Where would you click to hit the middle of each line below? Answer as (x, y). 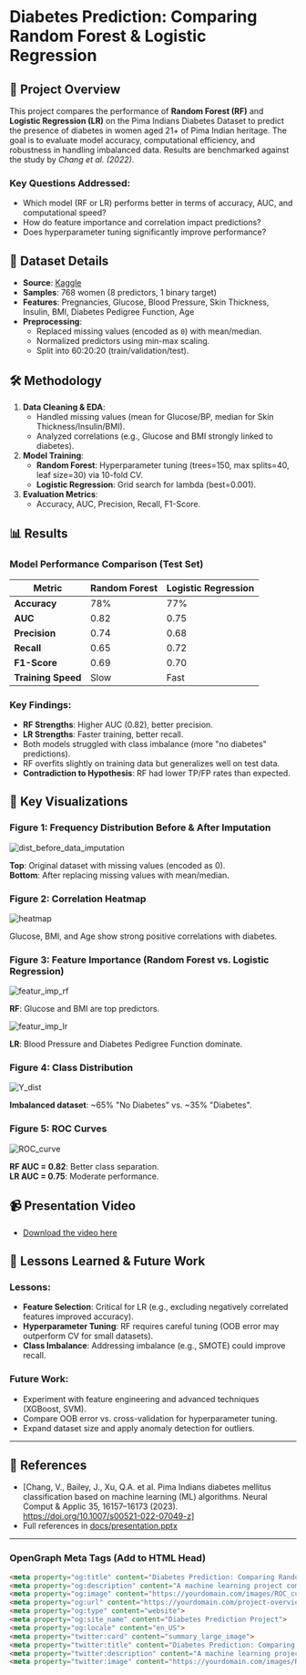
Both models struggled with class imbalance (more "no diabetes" (144, 744)
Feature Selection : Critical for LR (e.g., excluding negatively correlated (155, 1307)
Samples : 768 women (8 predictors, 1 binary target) (119, 293)
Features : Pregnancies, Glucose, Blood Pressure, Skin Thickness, (146, 302)
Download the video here (70, 1233)
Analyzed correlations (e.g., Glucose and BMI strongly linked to (154, 436)
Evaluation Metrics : (60, 494)
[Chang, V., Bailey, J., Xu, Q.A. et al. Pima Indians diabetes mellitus (147, 1487)
